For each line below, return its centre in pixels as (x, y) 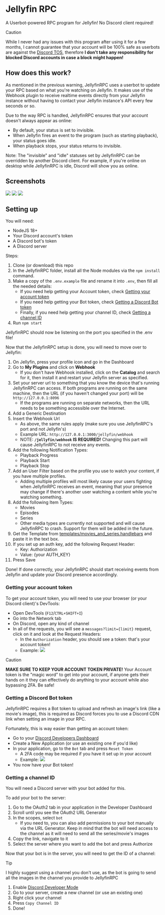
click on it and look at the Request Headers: (57, 634)
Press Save (24, 560)
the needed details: (32, 286)
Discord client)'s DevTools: (33, 603)
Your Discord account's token (43, 236)
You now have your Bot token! (43, 765)
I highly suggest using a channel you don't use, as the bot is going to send (81, 873)
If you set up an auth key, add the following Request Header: (74, 544)
